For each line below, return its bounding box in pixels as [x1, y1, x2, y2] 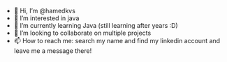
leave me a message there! [13, 47, 92, 55]
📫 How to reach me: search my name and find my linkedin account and [13, 37, 221, 45]
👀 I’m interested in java [13, 14, 80, 22]
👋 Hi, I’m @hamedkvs [13, 7, 75, 15]
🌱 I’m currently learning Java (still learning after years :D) [13, 22, 178, 29]
